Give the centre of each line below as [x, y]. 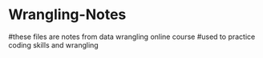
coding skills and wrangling [53, 44]
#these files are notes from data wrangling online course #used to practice [132, 37]
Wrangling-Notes [67, 15]
